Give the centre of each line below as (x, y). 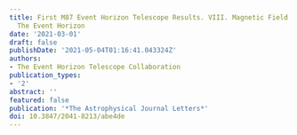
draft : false (33, 42)
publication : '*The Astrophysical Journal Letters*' (109, 108)
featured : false (39, 100)
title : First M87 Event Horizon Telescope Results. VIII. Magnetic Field (149, 17)
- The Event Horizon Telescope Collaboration (95, 67)
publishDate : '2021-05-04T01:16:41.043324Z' (93, 51)
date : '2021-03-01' (45, 34)
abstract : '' (33, 91)
